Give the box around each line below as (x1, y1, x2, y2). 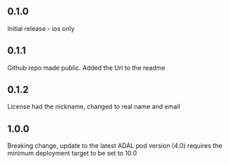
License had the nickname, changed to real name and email (7, 102, 180, 111)
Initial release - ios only (7, 24, 75, 32)
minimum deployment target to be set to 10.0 (7, 149, 137, 158)
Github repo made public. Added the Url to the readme (7, 63, 166, 72)
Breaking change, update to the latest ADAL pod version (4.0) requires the (7, 141, 223, 150)
